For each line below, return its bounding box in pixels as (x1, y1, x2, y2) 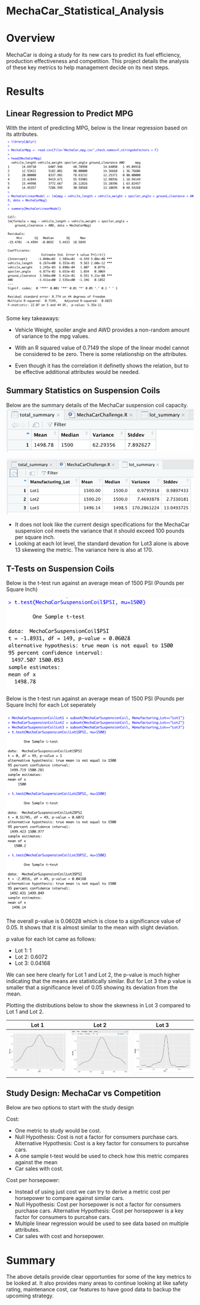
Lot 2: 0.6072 (14, 953, 48, 961)
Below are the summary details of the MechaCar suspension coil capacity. (6, 401, 189, 409)
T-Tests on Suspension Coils (6, 564, 115, 574)
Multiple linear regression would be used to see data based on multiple (14, 1220, 189, 1227)
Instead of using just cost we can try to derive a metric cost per (14, 1188, 171, 1195)
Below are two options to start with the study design (6, 1104, 134, 1111)
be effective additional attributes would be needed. (14, 368, 140, 375)
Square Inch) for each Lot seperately (6, 701, 96, 708)
